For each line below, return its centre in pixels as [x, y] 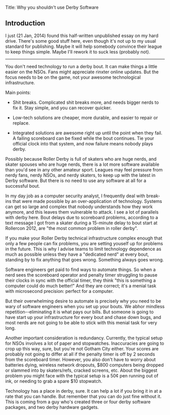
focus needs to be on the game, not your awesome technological [73, 77]
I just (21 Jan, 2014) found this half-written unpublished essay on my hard [82, 36]
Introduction [25, 23]
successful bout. [23, 186]
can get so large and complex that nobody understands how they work [79, 206]
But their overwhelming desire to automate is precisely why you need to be [83, 301]
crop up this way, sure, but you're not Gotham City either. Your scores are [82, 348]
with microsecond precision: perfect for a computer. [59, 291]
